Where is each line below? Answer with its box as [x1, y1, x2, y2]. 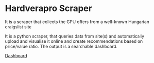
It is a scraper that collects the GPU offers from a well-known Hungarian [5, 19, 150, 25]
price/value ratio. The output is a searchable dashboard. [5, 43, 118, 49]
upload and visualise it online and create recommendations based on [5, 38, 143, 44]
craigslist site [5, 24, 32, 29]
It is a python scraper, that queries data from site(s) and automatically [5, 33, 145, 39]
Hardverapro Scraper [5, 3, 92, 14]
